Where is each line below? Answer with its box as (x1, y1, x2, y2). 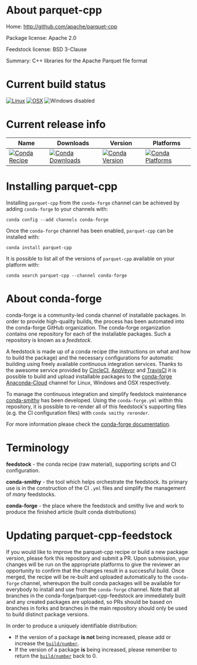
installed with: (6, 233, 40, 240)
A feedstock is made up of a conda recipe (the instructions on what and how (6, 348, 191, 355)
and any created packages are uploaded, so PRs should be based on (6, 598, 172, 605)
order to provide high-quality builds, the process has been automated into (6, 318, 185, 325)
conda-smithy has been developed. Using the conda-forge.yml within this (6, 397, 184, 404)
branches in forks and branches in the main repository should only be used (6, 604, 188, 612)
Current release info (6, 118, 106, 131)
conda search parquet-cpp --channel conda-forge (6, 273, 127, 278)
